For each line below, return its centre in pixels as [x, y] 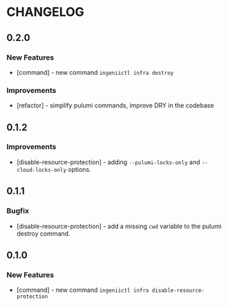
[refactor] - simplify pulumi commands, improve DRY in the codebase [115, 105]
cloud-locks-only [41, 170]
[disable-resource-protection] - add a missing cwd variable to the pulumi [119, 226]
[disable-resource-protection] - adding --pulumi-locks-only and [108, 162]
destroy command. [43, 234]
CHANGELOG [45, 12]
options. [79, 169]
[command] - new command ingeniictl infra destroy [95, 72]
